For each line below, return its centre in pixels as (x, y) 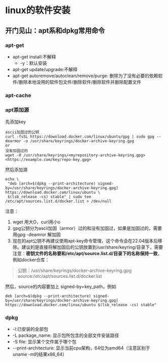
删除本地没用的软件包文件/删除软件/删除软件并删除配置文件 (80, 82)
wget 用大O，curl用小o (36, 222)
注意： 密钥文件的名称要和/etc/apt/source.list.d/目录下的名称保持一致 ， (87, 254)
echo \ (12, 179)
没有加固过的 (17, 151)
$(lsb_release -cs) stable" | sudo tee (49, 197)
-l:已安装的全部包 (30, 329)
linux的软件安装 (38, 10)
